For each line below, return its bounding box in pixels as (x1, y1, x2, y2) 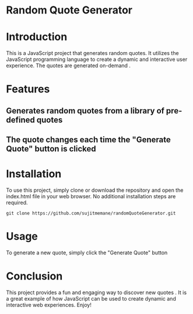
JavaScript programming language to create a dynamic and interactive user (6, 56, 188, 63)
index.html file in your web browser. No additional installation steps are (6, 193, 176, 200)
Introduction (6, 30, 68, 44)
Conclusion (6, 270, 63, 283)
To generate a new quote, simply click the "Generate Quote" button (6, 249, 168, 256)
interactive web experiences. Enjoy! (6, 301, 92, 308)
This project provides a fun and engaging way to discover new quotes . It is (6, 289, 187, 296)
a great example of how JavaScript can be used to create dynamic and (6, 295, 176, 302)
